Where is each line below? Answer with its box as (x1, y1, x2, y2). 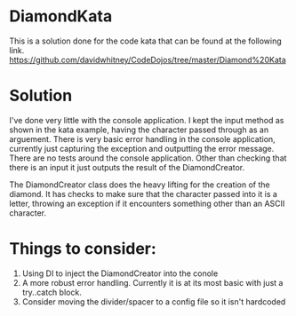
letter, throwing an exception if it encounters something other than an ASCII (9, 198, 285, 209)
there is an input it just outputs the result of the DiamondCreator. (9, 162, 245, 172)
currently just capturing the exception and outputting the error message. (9, 143, 275, 154)
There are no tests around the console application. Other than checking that (9, 153, 287, 163)
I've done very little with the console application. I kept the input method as (9, 115, 284, 125)
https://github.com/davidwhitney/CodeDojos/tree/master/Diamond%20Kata (9, 54, 286, 65)
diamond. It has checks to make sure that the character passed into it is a (9, 188, 278, 199)
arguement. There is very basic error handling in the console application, (9, 133, 276, 144)
